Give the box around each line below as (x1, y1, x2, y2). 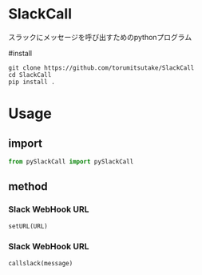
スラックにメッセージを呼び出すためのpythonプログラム (8, 32, 192, 42)
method (8, 180, 48, 193)
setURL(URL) (8, 222, 48, 230)
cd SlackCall (8, 71, 52, 79)
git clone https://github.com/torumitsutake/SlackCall (8, 63, 195, 72)
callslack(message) (8, 259, 73, 267)
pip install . (8, 78, 56, 86)
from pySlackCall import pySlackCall (8, 157, 134, 165)
